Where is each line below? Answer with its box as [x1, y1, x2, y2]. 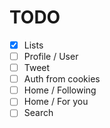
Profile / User [23, 51, 79, 62]
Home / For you [23, 96, 89, 108]
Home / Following [23, 84, 97, 96]
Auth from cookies [23, 73, 101, 85]
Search [23, 107, 54, 119]
